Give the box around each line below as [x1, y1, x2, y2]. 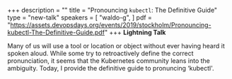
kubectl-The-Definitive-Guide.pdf [7, 28, 105, 36]
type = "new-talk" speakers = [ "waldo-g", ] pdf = [7, 13, 152, 22]
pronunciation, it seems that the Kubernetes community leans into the [7, 57, 211, 65]
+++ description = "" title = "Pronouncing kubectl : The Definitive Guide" [7, 6, 218, 14]
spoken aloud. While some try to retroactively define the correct [7, 49, 194, 57]
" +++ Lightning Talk [104, 28, 166, 36]
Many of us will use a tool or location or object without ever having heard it [7, 42, 225, 50]
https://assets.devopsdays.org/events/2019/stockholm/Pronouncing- [10, 21, 211, 29]
